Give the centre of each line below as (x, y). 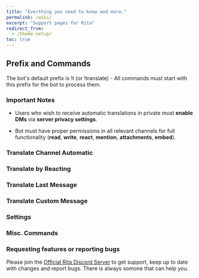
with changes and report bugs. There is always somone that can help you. (97, 268)
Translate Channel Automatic (50, 153)
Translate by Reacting (39, 169)
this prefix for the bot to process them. (54, 84)
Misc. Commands (32, 233)
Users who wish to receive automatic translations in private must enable (104, 113)
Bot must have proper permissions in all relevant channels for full (95, 131)
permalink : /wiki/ (29, 17)
